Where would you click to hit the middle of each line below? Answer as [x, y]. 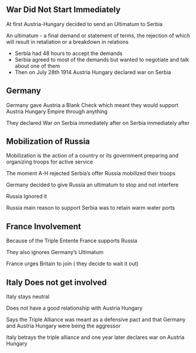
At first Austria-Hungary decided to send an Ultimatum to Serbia [84, 24]
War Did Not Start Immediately [63, 10]
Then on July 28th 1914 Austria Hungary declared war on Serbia [93, 72]
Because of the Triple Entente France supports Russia [72, 241]
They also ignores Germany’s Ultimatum [55, 252]
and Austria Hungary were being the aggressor [63, 326]
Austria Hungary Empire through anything [57, 111]
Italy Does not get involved [57, 282]
